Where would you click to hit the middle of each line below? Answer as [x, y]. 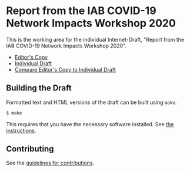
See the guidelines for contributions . [50, 163]
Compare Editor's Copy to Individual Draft [65, 69]
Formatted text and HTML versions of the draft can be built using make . [91, 102]
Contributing [30, 149]
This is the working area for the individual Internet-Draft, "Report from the [95, 39]
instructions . [21, 130]
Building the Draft [39, 88]
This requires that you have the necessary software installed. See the [90, 124]
